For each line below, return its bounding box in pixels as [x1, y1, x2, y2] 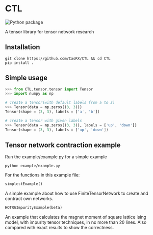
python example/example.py [5, 163, 60, 169]
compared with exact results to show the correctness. [5, 225, 114, 231]
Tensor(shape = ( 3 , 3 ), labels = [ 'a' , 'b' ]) [5, 109, 100, 115]
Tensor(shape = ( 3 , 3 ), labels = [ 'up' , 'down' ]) [5, 127, 109, 132]
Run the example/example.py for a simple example [5, 154, 107, 160]
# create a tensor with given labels [5, 118, 82, 123]
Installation [5, 43, 40, 52]
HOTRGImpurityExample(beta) [5, 205, 63, 210]
